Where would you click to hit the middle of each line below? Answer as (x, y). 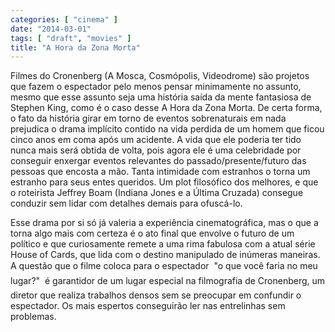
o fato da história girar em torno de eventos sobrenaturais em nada (148, 118)
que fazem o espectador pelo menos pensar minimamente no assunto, (156, 87)
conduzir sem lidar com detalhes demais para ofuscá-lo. (126, 203)
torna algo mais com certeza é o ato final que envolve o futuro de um (152, 233)
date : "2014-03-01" (51, 29)
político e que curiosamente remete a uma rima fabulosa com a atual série (163, 244)
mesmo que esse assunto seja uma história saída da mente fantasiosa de (161, 97)
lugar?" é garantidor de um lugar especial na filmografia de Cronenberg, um (168, 281)
